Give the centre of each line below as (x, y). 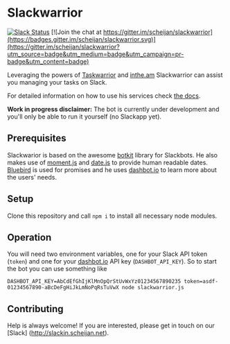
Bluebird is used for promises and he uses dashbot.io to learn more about (112, 170)
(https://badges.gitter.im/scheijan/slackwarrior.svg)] (81, 39)
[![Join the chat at (76, 32)
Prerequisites (37, 138)
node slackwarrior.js (153, 288)
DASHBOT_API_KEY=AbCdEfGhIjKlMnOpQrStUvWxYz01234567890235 (94, 282)
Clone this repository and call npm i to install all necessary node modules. (112, 216)
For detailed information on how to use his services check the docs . (104, 96)
